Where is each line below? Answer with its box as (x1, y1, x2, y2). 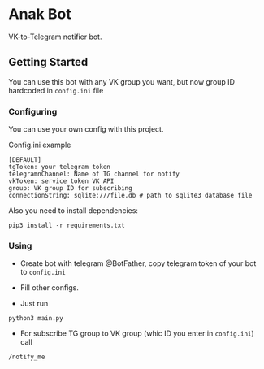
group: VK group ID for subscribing (8, 184, 132, 193)
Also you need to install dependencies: (8, 206, 138, 215)
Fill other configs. (19, 283, 80, 293)
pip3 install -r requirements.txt (8, 221, 126, 230)
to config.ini (19, 267, 67, 277)
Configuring (8, 106, 58, 117)
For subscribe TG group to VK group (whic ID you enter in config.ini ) (19, 328, 254, 338)
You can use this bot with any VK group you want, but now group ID (8, 76, 236, 86)
